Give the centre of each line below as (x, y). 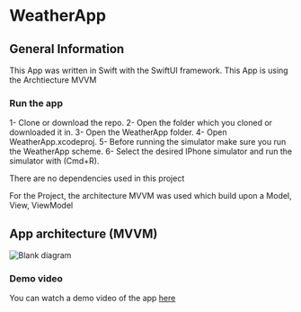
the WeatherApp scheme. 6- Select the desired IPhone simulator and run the (151, 152)
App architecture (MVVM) (84, 233)
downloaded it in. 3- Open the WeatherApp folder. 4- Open (118, 132)
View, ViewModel (41, 205)
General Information (67, 49)
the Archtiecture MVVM (53, 80)
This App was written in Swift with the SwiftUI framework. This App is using (149, 70)
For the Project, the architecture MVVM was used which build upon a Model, (150, 196)
